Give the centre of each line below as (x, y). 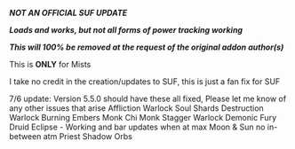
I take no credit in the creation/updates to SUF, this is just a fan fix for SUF (145, 82)
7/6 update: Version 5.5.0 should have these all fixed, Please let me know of (148, 98)
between (25, 136)
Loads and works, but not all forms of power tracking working (126, 30)
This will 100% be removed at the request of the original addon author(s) (147, 47)
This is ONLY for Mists (50, 64)
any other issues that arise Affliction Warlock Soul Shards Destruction (136, 108)
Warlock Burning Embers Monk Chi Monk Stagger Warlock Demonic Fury (143, 118)
